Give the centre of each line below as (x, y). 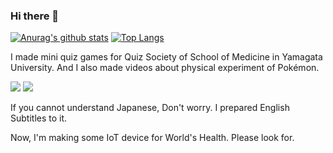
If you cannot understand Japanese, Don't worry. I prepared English (150, 108)
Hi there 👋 (35, 16)
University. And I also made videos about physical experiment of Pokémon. (165, 68)
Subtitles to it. (39, 118)
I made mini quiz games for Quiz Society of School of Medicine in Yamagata (166, 57)
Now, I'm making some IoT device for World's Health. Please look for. (152, 138)
